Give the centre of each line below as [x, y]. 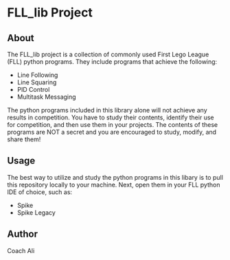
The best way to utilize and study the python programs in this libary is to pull [115, 177]
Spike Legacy [36, 212]
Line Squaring [37, 82]
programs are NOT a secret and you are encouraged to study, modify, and [112, 132]
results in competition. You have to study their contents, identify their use [111, 117]
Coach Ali [21, 250]
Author [22, 234]
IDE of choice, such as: [40, 192]
